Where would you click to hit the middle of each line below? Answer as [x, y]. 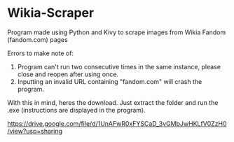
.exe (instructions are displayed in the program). [76, 110]
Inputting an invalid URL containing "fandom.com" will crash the [110, 81]
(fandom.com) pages [37, 39]
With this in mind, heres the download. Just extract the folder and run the [113, 102]
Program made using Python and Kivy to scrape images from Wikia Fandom [117, 32]
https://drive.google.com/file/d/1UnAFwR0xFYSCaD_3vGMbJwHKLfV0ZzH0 [117, 123]
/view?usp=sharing [35, 131]
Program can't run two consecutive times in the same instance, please [119, 66]
